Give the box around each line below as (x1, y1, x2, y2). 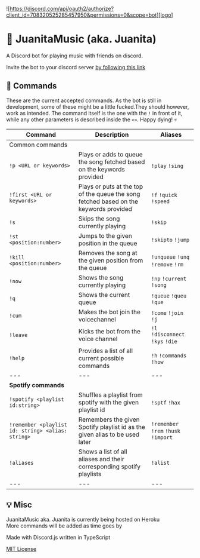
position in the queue (78, 239, 137, 247)
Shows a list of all (78, 447, 127, 456)
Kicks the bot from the (78, 327, 141, 335)
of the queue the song (78, 189, 140, 198)
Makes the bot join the (78, 308, 141, 316)
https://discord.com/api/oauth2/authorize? (10, 5, 114, 12)
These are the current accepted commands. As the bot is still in (6, 97, 162, 104)
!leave (9, 332, 28, 338)
